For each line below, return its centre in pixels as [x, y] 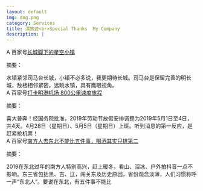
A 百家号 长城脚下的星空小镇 [41, 52]
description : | [25, 34]
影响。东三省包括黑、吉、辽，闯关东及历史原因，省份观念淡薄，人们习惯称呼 [101, 174]
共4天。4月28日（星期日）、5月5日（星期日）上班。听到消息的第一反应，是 [99, 126]
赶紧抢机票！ [22, 134]
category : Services [31, 23]
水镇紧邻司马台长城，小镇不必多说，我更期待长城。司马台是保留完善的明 [96, 78]
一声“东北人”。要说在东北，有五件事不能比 [59, 182]
